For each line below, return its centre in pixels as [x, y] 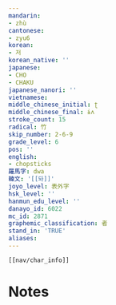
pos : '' [21, 149]
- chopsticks [30, 164]
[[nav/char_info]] [39, 260]
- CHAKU [21, 82]
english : [23, 156]
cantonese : [26, 30]
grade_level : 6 [34, 142]
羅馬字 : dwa [26, 172]
